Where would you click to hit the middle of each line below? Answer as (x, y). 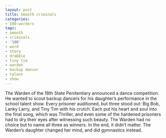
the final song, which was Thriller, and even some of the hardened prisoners (83, 114)
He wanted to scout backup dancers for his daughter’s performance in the (81, 98)
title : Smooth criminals (31, 14)
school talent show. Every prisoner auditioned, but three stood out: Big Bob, (83, 103)
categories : (17, 19)
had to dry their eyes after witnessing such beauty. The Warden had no (78, 119)
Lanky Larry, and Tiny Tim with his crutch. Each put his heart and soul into (81, 109)
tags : (11, 28)
